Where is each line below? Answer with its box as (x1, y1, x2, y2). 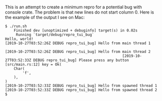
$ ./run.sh (5, 24, 27, 29)
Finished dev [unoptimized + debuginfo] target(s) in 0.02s (14, 28, 138, 33)
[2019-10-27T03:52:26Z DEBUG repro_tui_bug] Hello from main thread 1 (5, 41, 151, 46)
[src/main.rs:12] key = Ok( (5, 62, 62, 67)
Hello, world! (5, 36, 34, 41)
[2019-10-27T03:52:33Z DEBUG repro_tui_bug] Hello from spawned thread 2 (5, 87, 158, 92)
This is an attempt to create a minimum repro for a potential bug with (5, 4, 142, 10)
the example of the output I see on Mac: (5, 15, 85, 20)
